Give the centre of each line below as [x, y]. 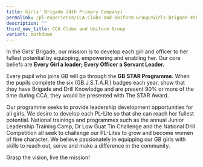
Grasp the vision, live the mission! [48, 157]
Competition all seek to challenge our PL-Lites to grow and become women [100, 133]
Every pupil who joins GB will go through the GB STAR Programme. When [98, 76]
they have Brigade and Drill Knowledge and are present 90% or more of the [100, 89]
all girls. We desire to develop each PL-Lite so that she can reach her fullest [100, 114]
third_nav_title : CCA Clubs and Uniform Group [66, 29]
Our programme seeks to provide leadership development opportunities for [100, 107]
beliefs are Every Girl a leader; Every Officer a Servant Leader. [85, 65]
